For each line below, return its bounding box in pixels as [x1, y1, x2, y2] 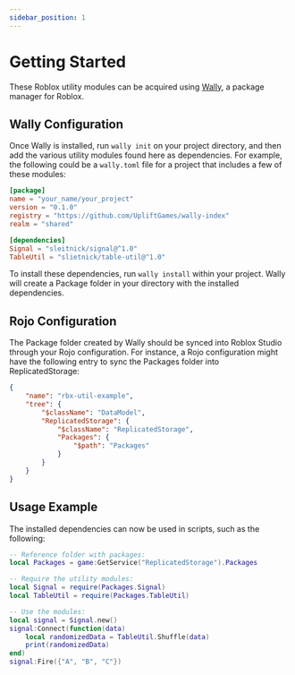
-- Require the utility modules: [9, 575, 134, 584]
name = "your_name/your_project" [9, 194, 134, 204]
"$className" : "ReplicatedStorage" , [56, 424, 194, 434]
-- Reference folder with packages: [9, 550, 146, 560]
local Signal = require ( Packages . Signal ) [9, 583, 166, 592]
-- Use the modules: [9, 607, 87, 616]
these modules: [9, 169, 66, 180]
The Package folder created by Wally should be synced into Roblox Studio [9, 337, 282, 348]
